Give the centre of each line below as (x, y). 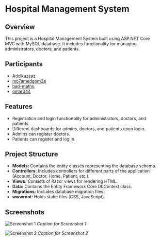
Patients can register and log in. (44, 139)
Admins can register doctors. (41, 134)
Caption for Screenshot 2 (63, 233)
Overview (20, 27)
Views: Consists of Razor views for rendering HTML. (65, 181)
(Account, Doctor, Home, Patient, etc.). (51, 176)
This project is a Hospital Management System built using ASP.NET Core (78, 38)
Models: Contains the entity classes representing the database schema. (84, 166)
